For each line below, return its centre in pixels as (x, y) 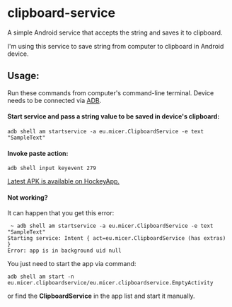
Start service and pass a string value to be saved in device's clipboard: (114, 116)
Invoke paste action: (38, 153)
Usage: (24, 76)
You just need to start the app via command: (72, 264)
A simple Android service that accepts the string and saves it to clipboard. (115, 32)
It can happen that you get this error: (61, 213)
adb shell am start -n (41, 277)
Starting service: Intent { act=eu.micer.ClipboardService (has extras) (117, 239)
